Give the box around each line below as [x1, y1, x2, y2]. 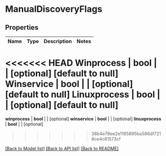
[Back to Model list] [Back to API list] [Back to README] [5, 145, 119, 152]
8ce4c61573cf [91, 136, 121, 142]
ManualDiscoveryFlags [5, 3, 103, 15]
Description [44, 38, 72, 45]
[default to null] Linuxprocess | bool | [5, 89, 161, 100]
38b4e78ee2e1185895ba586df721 [91, 130, 161, 137]
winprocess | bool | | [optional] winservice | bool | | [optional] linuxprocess [5, 115, 162, 122]
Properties [5, 23, 39, 32]
